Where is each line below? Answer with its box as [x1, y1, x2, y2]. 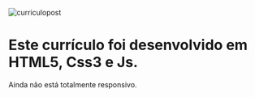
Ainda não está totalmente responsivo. [8, 79, 137, 89]
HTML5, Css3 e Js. [8, 53, 138, 72]
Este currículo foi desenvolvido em [8, 36, 248, 54]
